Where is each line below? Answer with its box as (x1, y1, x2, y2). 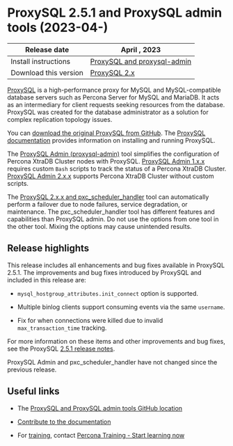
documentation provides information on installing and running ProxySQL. (7, 136, 216, 144)
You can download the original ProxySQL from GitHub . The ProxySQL (7, 129, 206, 137)
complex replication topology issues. (7, 115, 113, 123)
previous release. (7, 365, 57, 374)
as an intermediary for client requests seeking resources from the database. (7, 100, 225, 109)
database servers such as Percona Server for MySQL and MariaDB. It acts (7, 93, 220, 102)
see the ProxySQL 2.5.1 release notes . (7, 344, 115, 353)
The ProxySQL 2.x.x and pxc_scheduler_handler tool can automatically (7, 193, 209, 201)
